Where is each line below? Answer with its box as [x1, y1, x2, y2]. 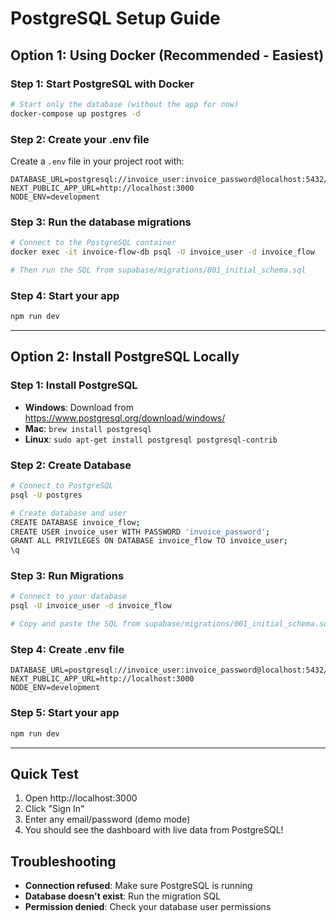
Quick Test [10, 765, 79, 782]
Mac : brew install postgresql [24, 422, 152, 434]
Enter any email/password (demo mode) [24, 813, 191, 826]
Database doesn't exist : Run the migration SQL [24, 890, 222, 902]
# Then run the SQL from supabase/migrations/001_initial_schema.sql [10, 265, 307, 275]
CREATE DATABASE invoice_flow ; [10, 517, 141, 527]
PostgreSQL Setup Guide [10, 7, 221, 30]
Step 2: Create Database [10, 458, 132, 472]
